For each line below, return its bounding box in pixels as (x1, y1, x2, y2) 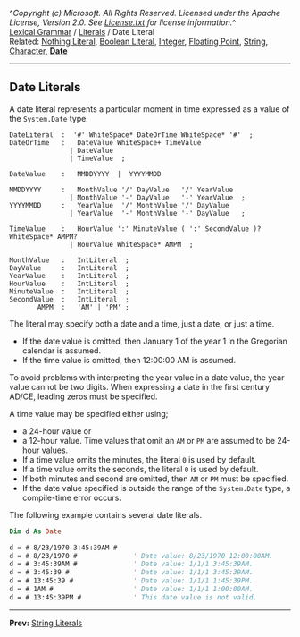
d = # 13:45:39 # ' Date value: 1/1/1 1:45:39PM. (9, 576, 254, 585)
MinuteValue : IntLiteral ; (9, 286, 129, 296)
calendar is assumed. (21, 344, 101, 356)
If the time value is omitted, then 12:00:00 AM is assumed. (21, 354, 237, 365)
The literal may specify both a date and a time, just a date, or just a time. (9, 318, 275, 329)
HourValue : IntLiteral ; (9, 279, 129, 288)
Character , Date (9, 46, 69, 56)
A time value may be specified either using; (9, 408, 169, 419)
